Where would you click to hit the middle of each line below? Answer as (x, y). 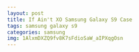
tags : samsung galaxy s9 (42, 26)
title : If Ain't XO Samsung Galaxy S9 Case (70, 20)
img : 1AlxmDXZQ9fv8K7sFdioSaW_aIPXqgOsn (65, 38)
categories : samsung (36, 32)
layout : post (26, 13)
